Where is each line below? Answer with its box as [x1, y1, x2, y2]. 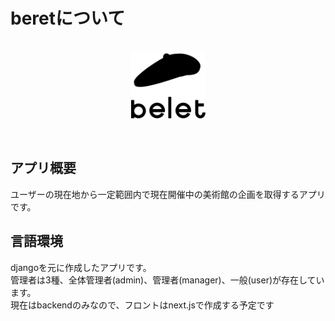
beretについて [10, 7, 126, 30]
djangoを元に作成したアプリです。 [10, 261, 152, 273]
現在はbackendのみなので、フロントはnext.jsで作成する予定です [10, 299, 275, 311]
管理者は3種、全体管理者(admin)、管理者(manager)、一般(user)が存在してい [10, 274, 325, 286]
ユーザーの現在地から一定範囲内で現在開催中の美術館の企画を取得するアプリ [10, 188, 326, 200]
